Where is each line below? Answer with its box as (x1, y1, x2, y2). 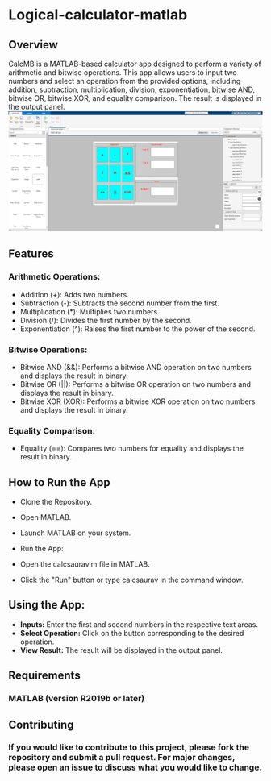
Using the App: (8, 598, 85, 612)
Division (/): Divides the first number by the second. (19, 315, 192, 325)
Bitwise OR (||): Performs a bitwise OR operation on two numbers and (19, 379, 252, 388)
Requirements (8, 669, 81, 683)
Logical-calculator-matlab (8, 6, 188, 24)
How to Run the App (8, 476, 110, 489)
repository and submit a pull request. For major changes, (8, 752, 236, 763)
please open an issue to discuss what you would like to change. (8, 762, 262, 773)
